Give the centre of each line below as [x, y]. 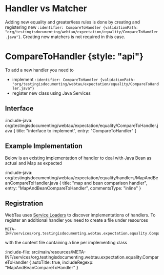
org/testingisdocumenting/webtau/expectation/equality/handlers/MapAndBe [82, 178]
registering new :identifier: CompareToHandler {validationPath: [72, 27]
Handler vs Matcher [46, 9]
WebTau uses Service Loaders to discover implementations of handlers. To [80, 215]
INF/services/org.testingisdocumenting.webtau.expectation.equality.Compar [82, 257]
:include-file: [18, 252]
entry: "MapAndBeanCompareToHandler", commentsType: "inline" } [73, 188]
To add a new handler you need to [40, 70]
